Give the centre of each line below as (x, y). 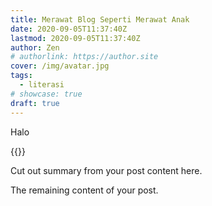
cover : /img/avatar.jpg (60, 66)
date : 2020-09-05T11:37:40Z (69, 29)
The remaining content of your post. (84, 190)
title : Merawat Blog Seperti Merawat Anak (100, 19)
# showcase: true (46, 94)
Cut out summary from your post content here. (106, 170)
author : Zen (35, 47)
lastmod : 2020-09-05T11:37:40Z (75, 38)
